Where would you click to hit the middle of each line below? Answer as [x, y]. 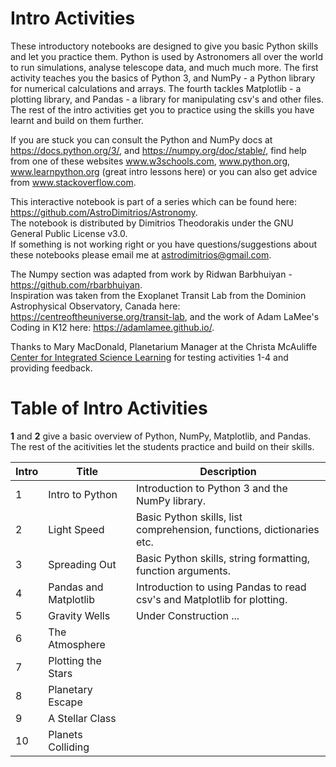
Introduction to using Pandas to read [221, 587]
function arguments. [183, 570]
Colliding [69, 747]
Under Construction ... [187, 615]
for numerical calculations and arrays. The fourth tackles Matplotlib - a [156, 88]
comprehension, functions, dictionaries [227, 529]
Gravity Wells [79, 615]
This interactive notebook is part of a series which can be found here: [153, 201]
